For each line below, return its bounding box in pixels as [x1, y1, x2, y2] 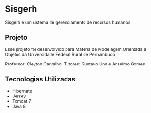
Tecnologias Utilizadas [5, 75, 76, 83]
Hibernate [12, 88, 33, 94]
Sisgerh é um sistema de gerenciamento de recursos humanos [5, 19, 131, 25]
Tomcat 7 [12, 98, 31, 104]
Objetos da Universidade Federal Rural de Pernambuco [5, 51, 116, 57]
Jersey [12, 93, 26, 99]
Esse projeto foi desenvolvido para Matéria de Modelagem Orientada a [5, 46, 147, 52]
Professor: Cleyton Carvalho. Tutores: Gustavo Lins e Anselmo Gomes [5, 61, 145, 66]
